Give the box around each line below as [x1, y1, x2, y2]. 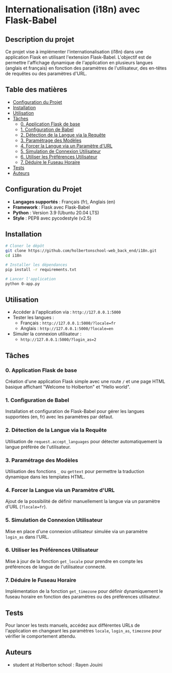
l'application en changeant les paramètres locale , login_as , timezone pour [5, 627, 162, 633]
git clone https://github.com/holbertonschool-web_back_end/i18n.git [5, 248, 157, 253]
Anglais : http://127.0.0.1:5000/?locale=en [20, 325, 114, 332]
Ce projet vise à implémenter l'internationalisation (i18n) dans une [5, 49, 143, 54]
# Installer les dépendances [5, 262, 68, 268]
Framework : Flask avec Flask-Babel [12, 204, 90, 210]
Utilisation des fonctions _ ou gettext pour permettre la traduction [5, 468, 145, 474]
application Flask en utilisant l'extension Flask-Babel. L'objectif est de [5, 54, 152, 60]
